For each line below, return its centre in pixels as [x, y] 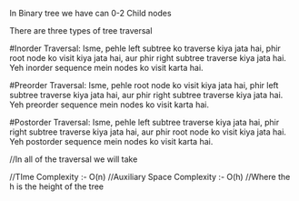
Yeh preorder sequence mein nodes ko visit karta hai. [109, 105]
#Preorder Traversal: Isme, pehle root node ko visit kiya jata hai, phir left [144, 85]
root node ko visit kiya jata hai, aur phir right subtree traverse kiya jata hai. [148, 58]
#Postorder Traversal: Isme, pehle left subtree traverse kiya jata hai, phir [145, 122]
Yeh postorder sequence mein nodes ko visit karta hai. [111, 141]
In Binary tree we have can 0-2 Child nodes [90, 13]
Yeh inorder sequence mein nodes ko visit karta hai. [106, 68]
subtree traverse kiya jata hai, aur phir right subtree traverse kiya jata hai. [146, 95]
